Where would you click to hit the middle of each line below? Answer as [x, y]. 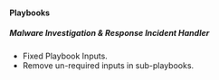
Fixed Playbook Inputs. [65, 56]
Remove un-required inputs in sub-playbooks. [108, 65]
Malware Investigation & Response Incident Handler [109, 33]
